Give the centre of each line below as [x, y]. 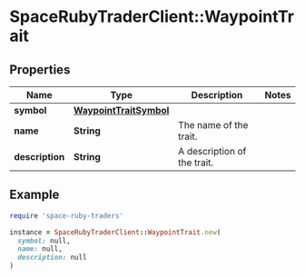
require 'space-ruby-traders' [67, 215]
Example [34, 195]
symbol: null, [44, 241]
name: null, [40, 249]
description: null [53, 258]
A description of [212, 151]
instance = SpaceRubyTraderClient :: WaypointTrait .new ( [115, 232]
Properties [40, 69]
